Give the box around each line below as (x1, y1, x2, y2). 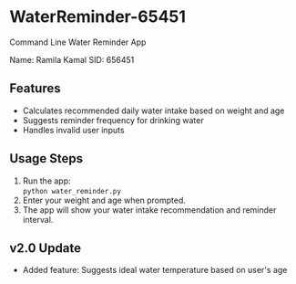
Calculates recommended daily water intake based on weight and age (22, 105, 285, 116)
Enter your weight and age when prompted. (22, 195, 187, 205)
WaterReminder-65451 (9, 6, 187, 27)
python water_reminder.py (22, 186, 121, 195)
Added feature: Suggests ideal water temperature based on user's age (22, 265, 288, 276)
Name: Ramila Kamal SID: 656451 (9, 54, 135, 65)
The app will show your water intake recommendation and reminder (22, 204, 277, 216)
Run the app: (22, 175, 71, 186)
